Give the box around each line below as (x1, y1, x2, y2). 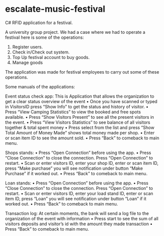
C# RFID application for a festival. (5, 20, 73, 26)
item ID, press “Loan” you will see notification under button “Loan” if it (5, 195, 146, 202)
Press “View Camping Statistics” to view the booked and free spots (5, 109, 141, 115)
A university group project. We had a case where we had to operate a (5, 29, 146, 35)
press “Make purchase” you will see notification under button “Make (5, 165, 143, 171)
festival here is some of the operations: (5, 34, 84, 40)
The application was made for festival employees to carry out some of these (5, 69, 160, 75)
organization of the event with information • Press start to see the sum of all (5, 215, 159, 221)
